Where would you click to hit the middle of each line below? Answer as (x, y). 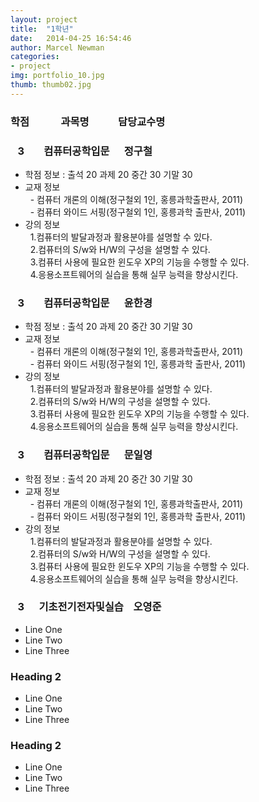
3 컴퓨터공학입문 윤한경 (85, 303)
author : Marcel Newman (57, 47)
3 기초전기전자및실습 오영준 (89, 607)
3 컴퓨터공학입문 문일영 (85, 455)
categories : (35, 57)
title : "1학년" (42, 29)
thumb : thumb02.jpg (51, 85)
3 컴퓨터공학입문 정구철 (85, 151)
